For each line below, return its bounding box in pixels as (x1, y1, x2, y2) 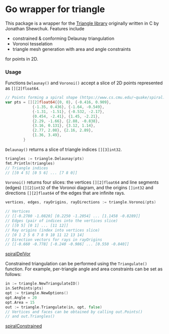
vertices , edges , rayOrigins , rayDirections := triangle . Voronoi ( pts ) (5, 200, 156, 205)
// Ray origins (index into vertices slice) (5, 228, 100, 233)
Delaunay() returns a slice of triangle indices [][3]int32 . (5, 146, 122, 152)
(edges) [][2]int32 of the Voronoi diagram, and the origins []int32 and (5, 185, 153, 191)
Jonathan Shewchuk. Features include (5, 25, 84, 31)
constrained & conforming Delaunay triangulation (12, 35, 115, 41)
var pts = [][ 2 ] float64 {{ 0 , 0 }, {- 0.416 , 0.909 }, (5, 100, 112, 105)
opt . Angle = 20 (5, 295, 37, 300)
